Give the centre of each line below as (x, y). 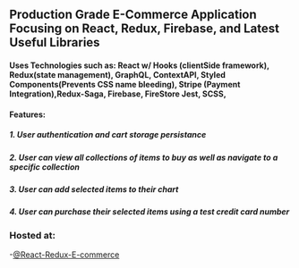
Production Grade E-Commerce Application (133, 15)
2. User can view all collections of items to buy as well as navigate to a (144, 157)
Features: (28, 114)
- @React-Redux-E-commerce (64, 255)
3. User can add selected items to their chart (94, 189)
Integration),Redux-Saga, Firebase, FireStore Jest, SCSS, (118, 94)
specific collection (45, 167)
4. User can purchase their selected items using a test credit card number (149, 212)
